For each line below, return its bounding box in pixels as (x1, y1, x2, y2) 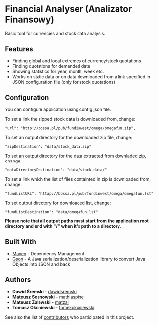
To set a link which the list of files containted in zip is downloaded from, (5, 176, 151, 182)
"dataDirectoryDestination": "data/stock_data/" (5, 167, 107, 172)
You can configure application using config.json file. (5, 107, 111, 112)
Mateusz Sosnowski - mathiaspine (12, 294, 84, 300)
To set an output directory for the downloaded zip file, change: (5, 134, 133, 140)
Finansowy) (5, 14, 54, 25)
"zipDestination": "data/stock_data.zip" (5, 144, 92, 149)
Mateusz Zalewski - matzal (12, 299, 69, 305)
